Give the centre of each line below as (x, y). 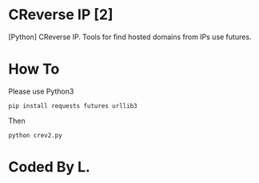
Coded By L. (49, 167)
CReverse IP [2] (61, 15)
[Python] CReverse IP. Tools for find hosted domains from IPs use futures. (130, 37)
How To (34, 69)
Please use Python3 (41, 91)
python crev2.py (35, 135)
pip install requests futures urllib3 (73, 105)
